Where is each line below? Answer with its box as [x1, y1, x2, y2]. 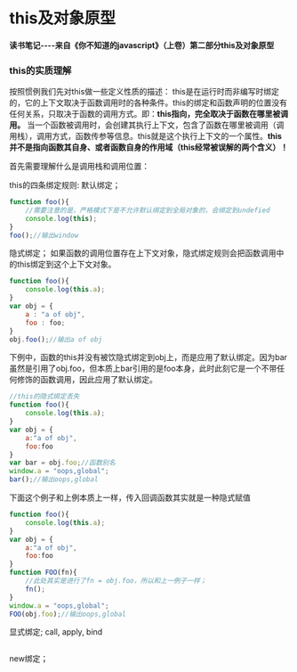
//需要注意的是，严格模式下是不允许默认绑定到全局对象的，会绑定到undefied [25, 206, 270, 215]
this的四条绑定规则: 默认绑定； [9, 180, 121, 191]
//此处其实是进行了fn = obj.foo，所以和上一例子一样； [25, 577, 207, 586]
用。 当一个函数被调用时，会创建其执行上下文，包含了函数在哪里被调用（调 [9, 119, 285, 130]
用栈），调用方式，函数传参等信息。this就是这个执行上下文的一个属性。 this [9, 131, 283, 142]
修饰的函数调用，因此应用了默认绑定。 [16, 374, 157, 385]
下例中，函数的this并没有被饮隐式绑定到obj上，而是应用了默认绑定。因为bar [9, 352, 287, 363]
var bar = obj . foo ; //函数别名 [9, 458, 116, 468]
